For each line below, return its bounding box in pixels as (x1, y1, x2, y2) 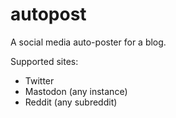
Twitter (24, 74, 55, 87)
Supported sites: (10, 55, 79, 67)
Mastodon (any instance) (24, 85, 128, 97)
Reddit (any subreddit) (24, 96, 118, 108)
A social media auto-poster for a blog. (10, 36, 167, 48)
